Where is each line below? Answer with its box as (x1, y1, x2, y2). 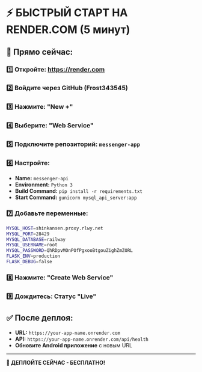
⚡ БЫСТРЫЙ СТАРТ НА (6, 6, 128, 20)
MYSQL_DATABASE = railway (6, 236, 66, 242)
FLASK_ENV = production (6, 253, 61, 260)
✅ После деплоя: (6, 313, 73, 323)
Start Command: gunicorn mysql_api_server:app (14, 194, 137, 201)
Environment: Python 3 (14, 181, 73, 188)
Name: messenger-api (14, 175, 69, 182)
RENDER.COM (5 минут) (6, 23, 130, 37)
